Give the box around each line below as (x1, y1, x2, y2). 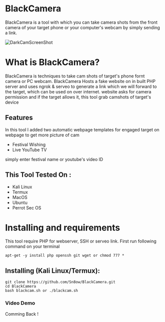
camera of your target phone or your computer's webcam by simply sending (5, 24, 160, 30)
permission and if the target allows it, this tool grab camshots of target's (5, 94, 151, 100)
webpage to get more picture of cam (5, 132, 80, 138)
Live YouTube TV (12, 147, 47, 153)
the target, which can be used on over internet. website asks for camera (5, 88, 152, 94)
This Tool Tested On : (5, 171, 71, 179)
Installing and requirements (5, 222, 120, 233)
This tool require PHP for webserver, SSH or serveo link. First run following (5, 238, 157, 244)
